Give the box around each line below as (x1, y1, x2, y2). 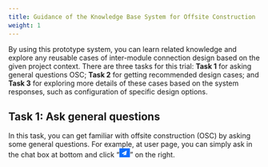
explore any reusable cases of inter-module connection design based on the (8, 53, 260, 62)
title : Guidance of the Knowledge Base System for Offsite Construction (8, 13, 256, 21)
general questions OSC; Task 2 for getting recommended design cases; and (8, 70, 259, 79)
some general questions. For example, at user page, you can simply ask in (8, 140, 253, 149)
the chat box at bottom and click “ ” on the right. (8, 150, 175, 160)
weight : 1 (8, 21, 42, 30)
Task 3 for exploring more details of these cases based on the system (8, 78, 239, 88)
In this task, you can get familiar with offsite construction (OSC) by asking (8, 131, 251, 141)
